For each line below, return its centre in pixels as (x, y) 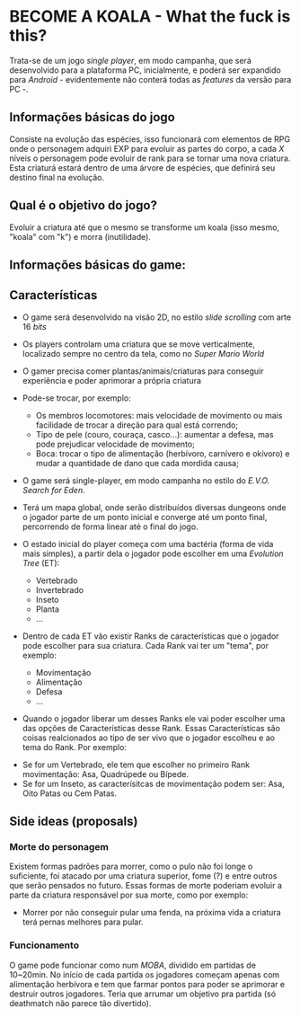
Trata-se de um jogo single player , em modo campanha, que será (130, 60)
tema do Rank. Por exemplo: (75, 747)
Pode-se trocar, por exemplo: (77, 398)
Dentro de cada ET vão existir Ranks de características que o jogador (150, 636)
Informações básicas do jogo (92, 117)
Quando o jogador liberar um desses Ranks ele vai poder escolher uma (154, 718)
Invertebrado (59, 589)
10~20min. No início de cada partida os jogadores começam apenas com (145, 974)
